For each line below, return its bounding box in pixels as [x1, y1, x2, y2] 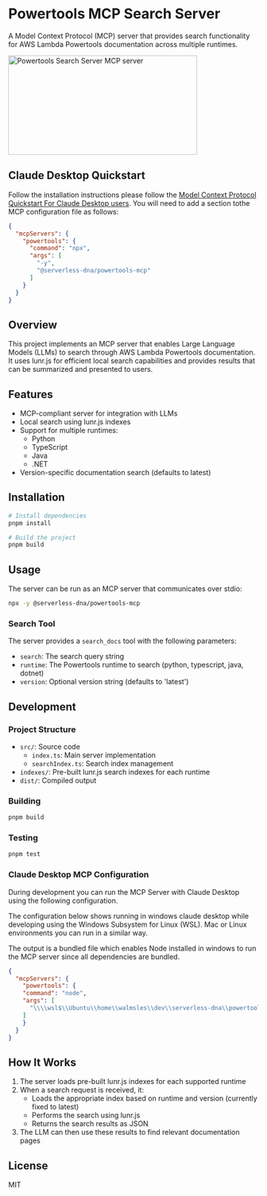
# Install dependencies [8, 512, 87, 520]
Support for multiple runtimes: [19, 426, 118, 435]
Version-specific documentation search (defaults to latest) [19, 468, 211, 477]
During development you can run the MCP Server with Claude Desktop [8, 887, 240, 896]
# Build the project [8, 533, 77, 541]
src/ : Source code [19, 741, 81, 751]
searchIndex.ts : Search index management [31, 758, 174, 768]
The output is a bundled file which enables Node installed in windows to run [8, 943, 257, 953]
